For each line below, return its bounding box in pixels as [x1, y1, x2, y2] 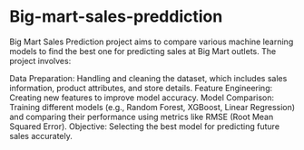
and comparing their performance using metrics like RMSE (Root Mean [9, 111, 274, 122]
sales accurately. [9, 130, 73, 141]
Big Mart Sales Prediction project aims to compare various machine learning [9, 36, 294, 47]
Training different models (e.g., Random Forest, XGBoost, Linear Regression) [9, 101, 296, 112]
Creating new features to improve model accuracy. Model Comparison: [9, 92, 275, 103]
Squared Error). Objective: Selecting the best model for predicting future [9, 120, 279, 132]
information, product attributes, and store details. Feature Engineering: [9, 82, 273, 93]
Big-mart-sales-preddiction [9, 6, 223, 27]
